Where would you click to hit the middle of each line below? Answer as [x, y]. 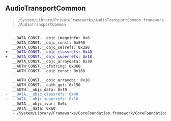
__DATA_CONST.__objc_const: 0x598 [49, 43]
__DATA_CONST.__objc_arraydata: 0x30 [52, 62]
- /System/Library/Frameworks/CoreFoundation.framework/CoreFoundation [90, 113]
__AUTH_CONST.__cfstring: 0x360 [46, 66]
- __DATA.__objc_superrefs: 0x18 [42, 99]
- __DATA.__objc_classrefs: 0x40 [42, 94]
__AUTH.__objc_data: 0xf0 [39, 89]
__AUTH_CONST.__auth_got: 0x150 [46, 85]
